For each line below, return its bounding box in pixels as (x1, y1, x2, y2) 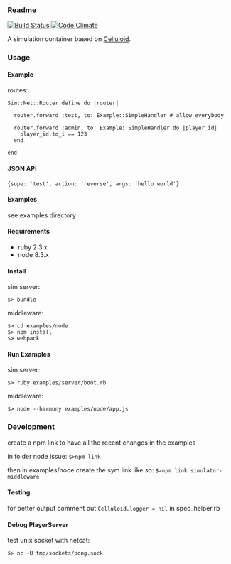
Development (7, 422, 55, 432)
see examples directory (7, 211, 77, 219)
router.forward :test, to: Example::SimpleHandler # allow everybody (14, 112, 224, 119)
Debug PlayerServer (7, 520, 69, 528)
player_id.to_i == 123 (20, 131, 87, 138)
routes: (7, 86, 28, 94)
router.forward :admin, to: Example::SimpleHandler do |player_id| (14, 124, 218, 132)
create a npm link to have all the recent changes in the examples (7, 438, 196, 447)
